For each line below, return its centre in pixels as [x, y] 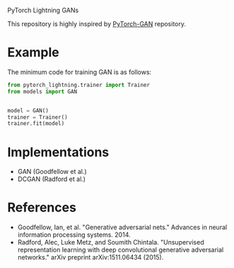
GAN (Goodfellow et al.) [52, 172]
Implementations [58, 152]
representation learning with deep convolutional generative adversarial [121, 250]
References [42, 208]
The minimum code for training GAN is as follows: [80, 72]
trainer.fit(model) [36, 124]
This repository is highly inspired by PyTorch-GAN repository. [96, 24]
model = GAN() [28, 110]
